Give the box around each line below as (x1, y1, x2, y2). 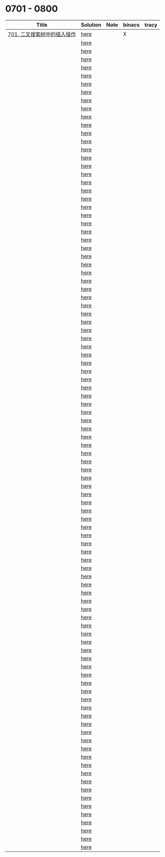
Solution (80, 21, 102, 28)
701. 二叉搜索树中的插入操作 (8, 31, 76, 38)
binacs (123, 21, 140, 28)
